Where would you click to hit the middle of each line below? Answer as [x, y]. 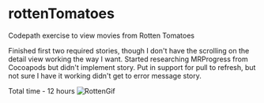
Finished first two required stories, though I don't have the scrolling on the [129, 50]
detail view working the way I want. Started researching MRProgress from [128, 59]
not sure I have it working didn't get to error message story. [105, 75]
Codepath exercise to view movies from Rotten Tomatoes [102, 35]
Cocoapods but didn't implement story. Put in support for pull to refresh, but [132, 67]
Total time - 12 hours [41, 90]
